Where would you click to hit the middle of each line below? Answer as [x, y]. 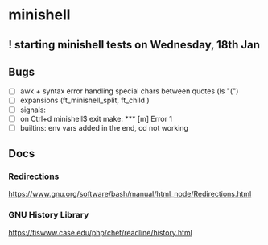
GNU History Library [49, 215]
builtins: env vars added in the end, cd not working [104, 127]
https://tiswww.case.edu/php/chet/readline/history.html [101, 232]
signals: [33, 110]
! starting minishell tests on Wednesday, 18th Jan [134, 45]
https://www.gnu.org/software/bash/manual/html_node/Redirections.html [130, 194]
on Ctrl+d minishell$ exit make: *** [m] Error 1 [96, 118]
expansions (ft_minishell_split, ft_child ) [85, 100]
